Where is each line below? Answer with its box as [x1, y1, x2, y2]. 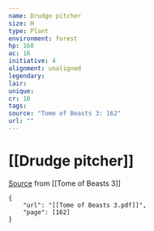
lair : [8, 79, 27, 87]
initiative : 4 [8, 57, 57, 65]
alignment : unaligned [8, 65, 82, 73]
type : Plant [8, 27, 49, 35]
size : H [8, 19, 35, 27]
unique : [8, 86, 35, 95]
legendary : [8, 72, 45, 80]
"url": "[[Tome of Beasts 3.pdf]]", [23, 201, 148, 209]
